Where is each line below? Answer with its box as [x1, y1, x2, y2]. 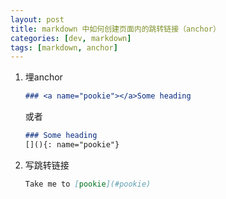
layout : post [10, 14, 65, 25]
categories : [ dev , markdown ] [10, 33, 132, 43]
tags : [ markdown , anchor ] [10, 42, 118, 53]
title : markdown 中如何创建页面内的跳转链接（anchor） [10, 24, 221, 34]
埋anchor [24, 71, 63, 83]
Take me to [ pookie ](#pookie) [24, 179, 152, 189]
